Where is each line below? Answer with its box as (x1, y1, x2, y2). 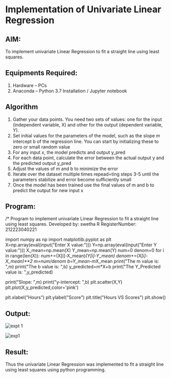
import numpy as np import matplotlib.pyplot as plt (5, 237, 112, 243)
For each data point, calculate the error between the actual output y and (12, 155, 164, 161)
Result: (5, 347, 29, 356)
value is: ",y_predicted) (5, 269, 54, 275)
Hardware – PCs (12, 82, 47, 88)
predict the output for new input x (12, 187, 84, 193)
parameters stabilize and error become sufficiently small (12, 176, 132, 182)
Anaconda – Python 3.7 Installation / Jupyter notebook (12, 88, 127, 94)
